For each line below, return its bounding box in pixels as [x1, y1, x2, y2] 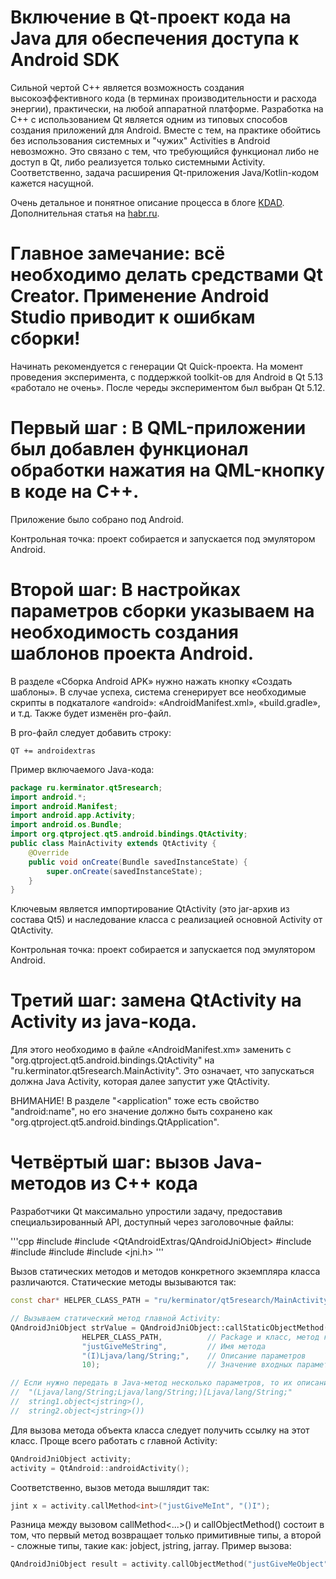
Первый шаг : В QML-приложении [10, 417, 307, 440]
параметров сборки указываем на [10, 600, 315, 622]
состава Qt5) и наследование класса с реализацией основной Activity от [10, 914, 323, 926]
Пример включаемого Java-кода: [10, 763, 155, 775]
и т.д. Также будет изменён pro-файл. [10, 707, 172, 719]
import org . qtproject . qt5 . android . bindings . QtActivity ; [10, 829, 248, 840]
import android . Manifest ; [10, 801, 118, 811]
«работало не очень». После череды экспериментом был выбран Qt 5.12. [10, 381, 326, 393]
